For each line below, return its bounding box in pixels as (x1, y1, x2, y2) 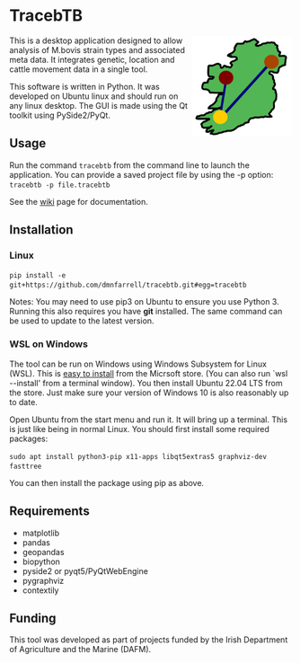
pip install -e (9, 271, 66, 280)
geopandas (22, 546, 65, 557)
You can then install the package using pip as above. (9, 477, 205, 488)
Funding (9, 610, 57, 625)
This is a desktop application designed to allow (9, 35, 183, 46)
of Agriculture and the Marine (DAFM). (9, 644, 152, 655)
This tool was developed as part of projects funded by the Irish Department (9, 634, 288, 645)
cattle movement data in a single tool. (9, 64, 148, 75)
